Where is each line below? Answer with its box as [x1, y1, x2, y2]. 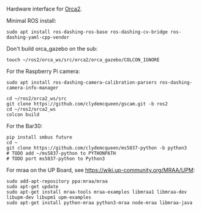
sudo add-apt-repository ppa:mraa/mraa [6, 178, 108, 184]
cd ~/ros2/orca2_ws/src [6, 96, 67, 102]
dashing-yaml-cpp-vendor [6, 34, 70, 40]
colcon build [6, 112, 40, 118]
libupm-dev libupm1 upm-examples [6, 194, 92, 200]
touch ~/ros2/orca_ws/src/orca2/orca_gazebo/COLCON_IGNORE [6, 57, 160, 63]
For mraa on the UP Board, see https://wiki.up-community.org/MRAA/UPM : [6, 167, 196, 173]
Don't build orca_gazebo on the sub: [6, 45, 98, 52]
